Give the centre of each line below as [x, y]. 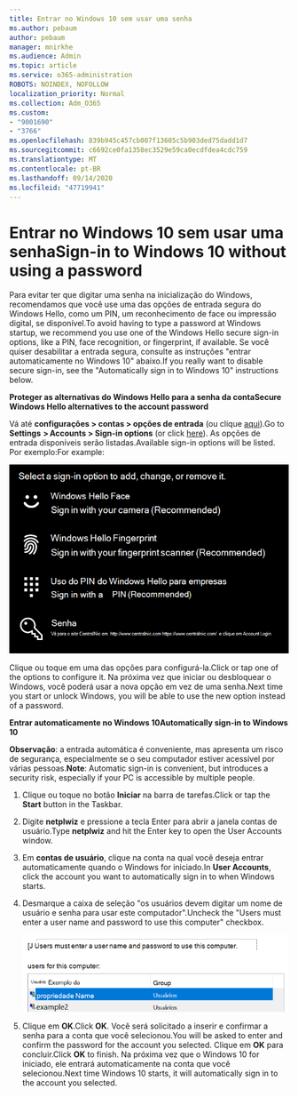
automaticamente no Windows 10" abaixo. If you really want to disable [136, 361]
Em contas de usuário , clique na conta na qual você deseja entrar [143, 857]
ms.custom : [29, 112]
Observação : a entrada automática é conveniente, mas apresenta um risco [146, 749]
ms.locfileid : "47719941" [57, 188]
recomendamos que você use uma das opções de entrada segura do [135, 304]
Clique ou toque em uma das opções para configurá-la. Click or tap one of [144, 668]
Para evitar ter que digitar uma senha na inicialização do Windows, [131, 295]
